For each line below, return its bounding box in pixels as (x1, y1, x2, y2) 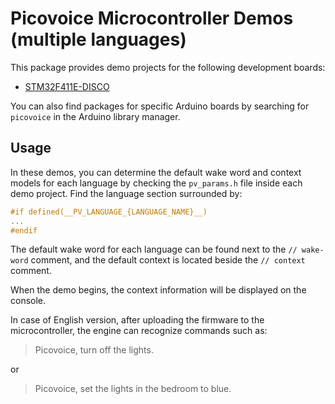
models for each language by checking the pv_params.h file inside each (10, 177, 303, 189)
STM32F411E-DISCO (24, 80, 110, 92)
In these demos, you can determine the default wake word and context (10, 166, 302, 178)
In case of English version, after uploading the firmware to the (10, 314, 265, 326)
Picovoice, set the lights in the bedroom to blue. (34, 383, 232, 395)
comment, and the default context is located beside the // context (30, 254, 306, 266)
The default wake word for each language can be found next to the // (10, 243, 298, 256)
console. (10, 295, 47, 307)
